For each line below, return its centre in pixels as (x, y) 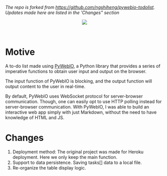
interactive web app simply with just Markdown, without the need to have (81, 112)
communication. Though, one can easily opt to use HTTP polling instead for (83, 101)
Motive (20, 52)
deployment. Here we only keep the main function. (65, 157)
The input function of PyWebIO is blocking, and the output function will (79, 81)
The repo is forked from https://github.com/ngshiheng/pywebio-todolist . (80, 7)
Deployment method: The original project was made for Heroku (78, 152)
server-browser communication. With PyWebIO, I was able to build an (77, 107)
